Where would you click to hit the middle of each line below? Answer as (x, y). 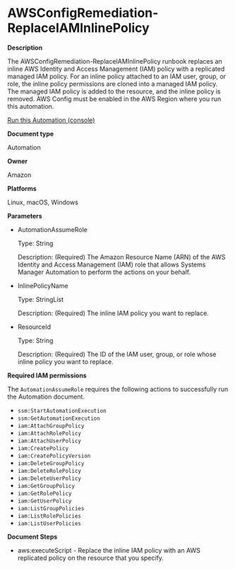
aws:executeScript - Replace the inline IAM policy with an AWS (109, 550)
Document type (31, 134)
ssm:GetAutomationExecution (59, 418)
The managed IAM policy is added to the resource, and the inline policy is (114, 91)
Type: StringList (41, 299)
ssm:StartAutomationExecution (62, 411)
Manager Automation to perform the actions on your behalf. (104, 272)
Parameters (25, 216)
